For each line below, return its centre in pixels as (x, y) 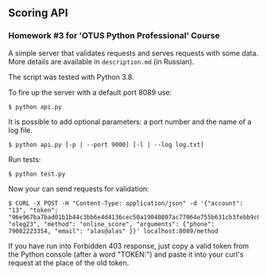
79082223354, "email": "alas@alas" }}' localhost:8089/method (113, 231)
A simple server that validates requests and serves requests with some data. (133, 53)
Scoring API (38, 13)
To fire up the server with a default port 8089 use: (90, 92)
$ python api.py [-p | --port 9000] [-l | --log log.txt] (106, 145)
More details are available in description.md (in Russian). (101, 61)
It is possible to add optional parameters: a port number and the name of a (130, 122)
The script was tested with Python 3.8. (71, 77)
